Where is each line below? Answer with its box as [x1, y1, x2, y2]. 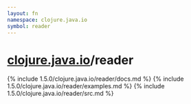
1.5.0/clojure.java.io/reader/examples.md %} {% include [7, 82, 165, 90]
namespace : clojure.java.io [7, 16, 88, 23]
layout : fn [7, 10, 38, 17]
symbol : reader [7, 23, 51, 29]
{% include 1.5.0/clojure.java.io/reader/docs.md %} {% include [7, 75, 184, 83]
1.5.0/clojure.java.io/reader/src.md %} [7, 90, 114, 98]
